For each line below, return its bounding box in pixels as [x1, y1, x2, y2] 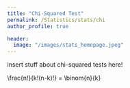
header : [7, 35, 29, 42]
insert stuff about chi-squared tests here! [7, 60, 123, 69]
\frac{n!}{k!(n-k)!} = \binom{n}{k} [7, 74, 101, 82]
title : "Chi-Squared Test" [7, 10, 84, 17]
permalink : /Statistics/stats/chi [7, 16, 106, 23]
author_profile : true [7, 23, 69, 30]
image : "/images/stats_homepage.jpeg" [13, 42, 125, 49]
